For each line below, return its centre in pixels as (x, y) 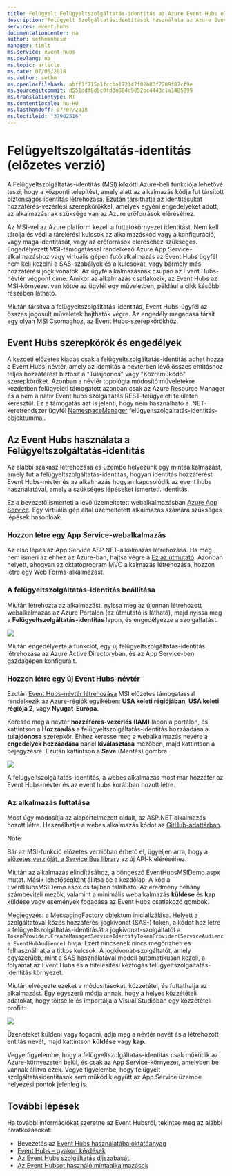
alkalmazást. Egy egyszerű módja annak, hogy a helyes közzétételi (102, 993)
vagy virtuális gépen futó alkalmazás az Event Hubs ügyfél (134, 256)
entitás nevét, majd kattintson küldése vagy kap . (77, 1042)
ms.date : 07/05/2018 (37, 71)
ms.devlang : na (29, 59)
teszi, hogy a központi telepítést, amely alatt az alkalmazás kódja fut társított (116, 191)
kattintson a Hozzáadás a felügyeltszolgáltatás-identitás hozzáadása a (108, 729)
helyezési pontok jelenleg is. (47, 1084)
